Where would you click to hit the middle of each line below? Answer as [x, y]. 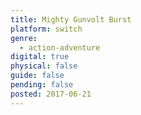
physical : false [44, 66]
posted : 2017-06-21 [51, 94]
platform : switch [46, 29]
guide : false [37, 76]
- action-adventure [60, 47]
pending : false [42, 85]
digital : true [40, 57]
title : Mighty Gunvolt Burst [71, 19]
